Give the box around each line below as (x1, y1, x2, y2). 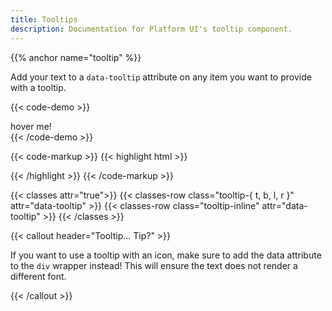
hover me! (10, 120, 52, 132)
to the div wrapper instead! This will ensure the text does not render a (10, 259, 298, 271)
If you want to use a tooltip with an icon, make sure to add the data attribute (10, 249, 322, 261)
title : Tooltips (10, 14, 78, 25)
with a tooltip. (10, 81, 67, 93)
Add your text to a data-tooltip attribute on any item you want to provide (10, 71, 312, 83)
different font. (10, 270, 67, 282)
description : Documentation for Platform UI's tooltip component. (10, 24, 293, 34)
